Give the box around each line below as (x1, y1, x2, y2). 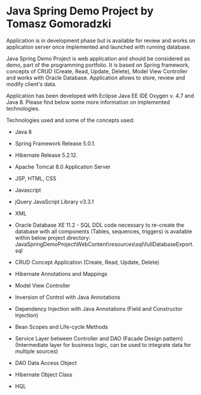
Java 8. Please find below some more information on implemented (6, 98, 170, 106)
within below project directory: (14, 234, 91, 241)
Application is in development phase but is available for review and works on (6, 37, 196, 44)
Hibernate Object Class (14, 371, 73, 378)
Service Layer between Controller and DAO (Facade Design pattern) (14, 335, 183, 342)
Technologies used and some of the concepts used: (6, 116, 135, 124)
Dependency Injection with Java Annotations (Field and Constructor (14, 305, 183, 312)
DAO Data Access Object (14, 359, 77, 366)
